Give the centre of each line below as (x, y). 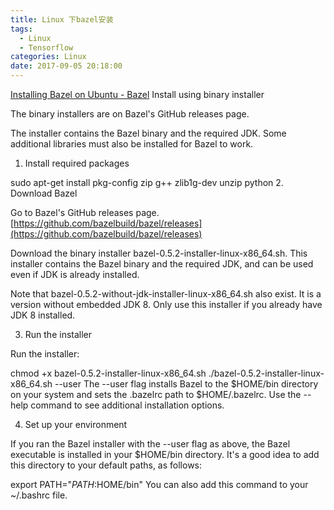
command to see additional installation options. (127, 405)
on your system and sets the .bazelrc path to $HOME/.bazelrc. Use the (156, 394)
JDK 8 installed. (43, 315)
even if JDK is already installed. (75, 274)
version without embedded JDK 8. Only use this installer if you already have (166, 304)
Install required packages (77, 163)
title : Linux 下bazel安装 (62, 19)
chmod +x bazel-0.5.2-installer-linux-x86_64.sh (108, 373)
